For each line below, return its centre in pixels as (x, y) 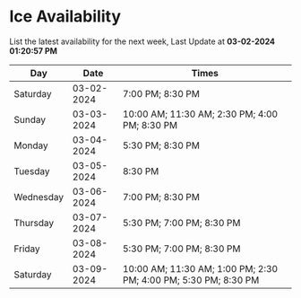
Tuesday (32, 171)
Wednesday (39, 197)
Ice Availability (65, 17)
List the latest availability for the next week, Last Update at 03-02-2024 (142, 41)
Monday (31, 145)
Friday (27, 249)
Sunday (30, 119)
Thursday (34, 223)
